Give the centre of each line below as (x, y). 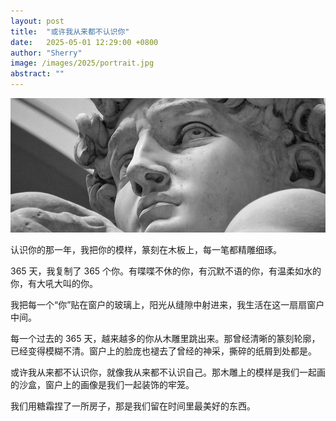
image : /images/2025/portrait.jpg (82, 63)
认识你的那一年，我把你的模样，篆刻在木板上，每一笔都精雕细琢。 (146, 249)
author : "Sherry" (46, 53)
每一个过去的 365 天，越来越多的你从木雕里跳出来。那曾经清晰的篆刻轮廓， (165, 338)
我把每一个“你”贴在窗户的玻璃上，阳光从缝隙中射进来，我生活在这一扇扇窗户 (167, 304)
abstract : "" (37, 74)
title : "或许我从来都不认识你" (70, 31)
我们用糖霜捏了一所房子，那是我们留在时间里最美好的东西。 (133, 406)
